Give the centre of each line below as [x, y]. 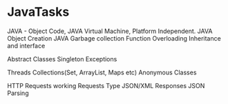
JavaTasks [38, 12]
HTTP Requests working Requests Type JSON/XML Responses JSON [106, 85]
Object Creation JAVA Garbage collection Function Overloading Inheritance [114, 38]
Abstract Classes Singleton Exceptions [62, 59]
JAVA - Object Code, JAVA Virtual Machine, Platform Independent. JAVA [110, 31]
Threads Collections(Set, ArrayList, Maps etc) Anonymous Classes [102, 72]
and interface [26, 45]
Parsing [18, 93]
